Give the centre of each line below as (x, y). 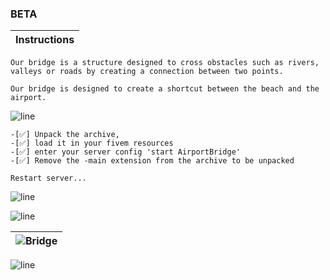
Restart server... (48, 178)
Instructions (45, 40)
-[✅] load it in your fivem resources (92, 143)
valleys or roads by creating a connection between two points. (147, 72)
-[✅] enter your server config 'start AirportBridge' (125, 152)
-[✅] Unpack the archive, (65, 135)
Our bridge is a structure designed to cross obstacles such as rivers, (165, 63)
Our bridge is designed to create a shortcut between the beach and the (165, 89)
